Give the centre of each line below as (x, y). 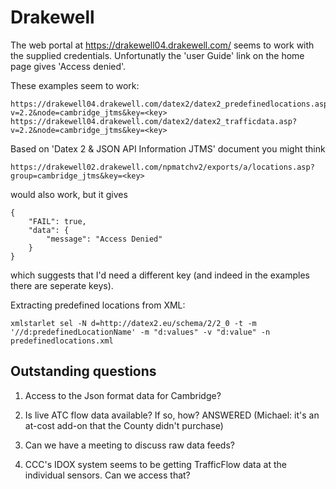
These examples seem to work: (75, 85)
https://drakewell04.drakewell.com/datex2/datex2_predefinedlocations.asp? (171, 104)
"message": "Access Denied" (104, 239)
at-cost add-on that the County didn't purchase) (124, 425)
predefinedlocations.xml (62, 341)
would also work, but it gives (69, 194)
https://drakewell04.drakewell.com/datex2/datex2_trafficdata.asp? (154, 121)
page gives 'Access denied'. (68, 66)
